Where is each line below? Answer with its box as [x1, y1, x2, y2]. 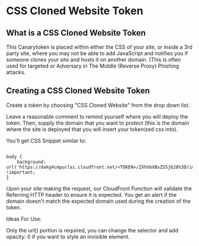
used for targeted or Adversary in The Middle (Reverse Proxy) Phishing [6, 62, 179, 69]
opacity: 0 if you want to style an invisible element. [6, 233, 130, 240]
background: [17, 159, 46, 165]
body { [6, 154, 23, 159]
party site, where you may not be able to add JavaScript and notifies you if [6, 50, 188, 57]
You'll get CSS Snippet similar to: [6, 137, 86, 144]
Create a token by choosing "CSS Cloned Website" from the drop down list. [6, 101, 190, 108]
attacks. [6, 69, 26, 75]
